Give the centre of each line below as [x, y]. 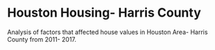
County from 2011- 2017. [42, 39]
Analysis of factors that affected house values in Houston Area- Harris [108, 32]
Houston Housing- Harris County [104, 13]
